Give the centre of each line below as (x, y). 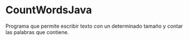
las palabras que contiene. (37, 32)
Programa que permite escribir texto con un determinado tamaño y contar (94, 26)
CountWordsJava (49, 10)
